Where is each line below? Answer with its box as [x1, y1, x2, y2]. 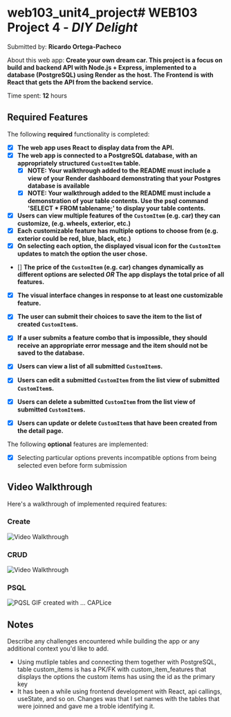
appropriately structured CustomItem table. [17, 159, 141, 167]
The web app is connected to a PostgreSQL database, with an [17, 151, 198, 159]
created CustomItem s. [17, 320, 78, 328]
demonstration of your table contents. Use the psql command [27, 197, 209, 205]
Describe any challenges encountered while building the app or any [7, 637, 200, 646]
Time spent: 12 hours [7, 91, 68, 100]
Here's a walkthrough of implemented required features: [7, 499, 167, 508]
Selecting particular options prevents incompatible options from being [17, 453, 216, 461]
